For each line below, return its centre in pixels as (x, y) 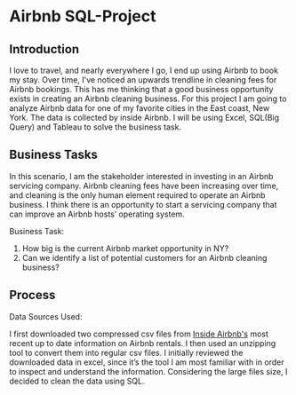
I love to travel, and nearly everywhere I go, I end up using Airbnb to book (144, 70)
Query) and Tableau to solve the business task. (96, 127)
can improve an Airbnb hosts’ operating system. (97, 214)
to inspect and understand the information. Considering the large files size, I (148, 371)
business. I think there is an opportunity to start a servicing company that (143, 204)
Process (32, 295)
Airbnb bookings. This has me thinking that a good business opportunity (141, 89)
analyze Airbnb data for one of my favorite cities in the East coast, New (140, 108)
